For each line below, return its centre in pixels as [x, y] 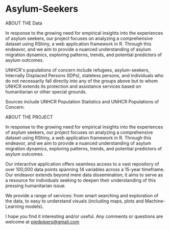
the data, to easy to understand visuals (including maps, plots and [75, 201]
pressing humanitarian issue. [36, 186]
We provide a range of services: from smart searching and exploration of [82, 195]
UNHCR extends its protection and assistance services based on [73, 86]
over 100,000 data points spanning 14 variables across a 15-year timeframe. [85, 169]
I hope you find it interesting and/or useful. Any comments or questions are [84, 216]
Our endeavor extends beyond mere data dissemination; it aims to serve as [84, 175]
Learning [15, 206]
